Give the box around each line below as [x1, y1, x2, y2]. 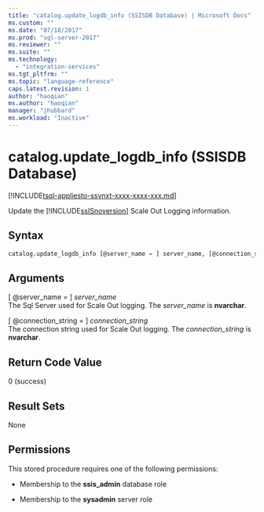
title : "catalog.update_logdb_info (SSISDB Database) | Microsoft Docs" [8, 11, 251, 20]
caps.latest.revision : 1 [8, 84, 90, 93]
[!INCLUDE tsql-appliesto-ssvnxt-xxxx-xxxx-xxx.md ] [8, 191, 177, 200]
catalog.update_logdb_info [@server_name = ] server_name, [8, 250, 206, 258]
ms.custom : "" [8, 19, 55, 27]
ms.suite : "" [8, 48, 51, 56]
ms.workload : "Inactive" [8, 114, 90, 122]
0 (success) [8, 377, 47, 386]
